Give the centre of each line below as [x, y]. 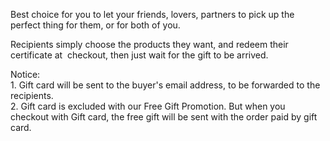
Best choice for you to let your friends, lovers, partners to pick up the [152, 14]
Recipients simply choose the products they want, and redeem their [149, 44]
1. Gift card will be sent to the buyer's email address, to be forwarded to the [165, 85]
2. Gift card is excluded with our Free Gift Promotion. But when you [148, 106]
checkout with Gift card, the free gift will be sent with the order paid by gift [164, 117]
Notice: [25, 74]
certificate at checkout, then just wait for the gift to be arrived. [139, 55]
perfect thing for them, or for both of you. [95, 25]
